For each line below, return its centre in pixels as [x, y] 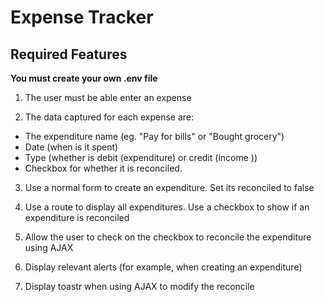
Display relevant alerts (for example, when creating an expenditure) [163, 267]
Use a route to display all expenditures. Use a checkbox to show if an [167, 207]
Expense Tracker [82, 17]
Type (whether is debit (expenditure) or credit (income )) [141, 157]
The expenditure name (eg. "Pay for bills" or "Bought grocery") [154, 136]
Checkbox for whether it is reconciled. [103, 168]
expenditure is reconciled [77, 217]
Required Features [69, 54]
